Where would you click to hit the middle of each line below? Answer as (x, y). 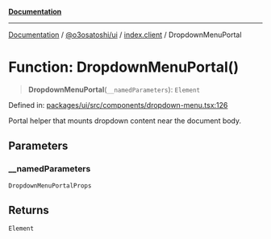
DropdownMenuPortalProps (50, 185)
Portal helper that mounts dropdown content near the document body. (125, 121)
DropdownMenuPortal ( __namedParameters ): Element (114, 89)
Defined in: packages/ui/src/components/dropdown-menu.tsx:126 (118, 105)
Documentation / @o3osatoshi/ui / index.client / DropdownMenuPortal (125, 35)
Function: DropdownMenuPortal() (124, 67)
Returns (29, 210)
